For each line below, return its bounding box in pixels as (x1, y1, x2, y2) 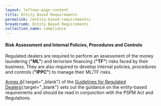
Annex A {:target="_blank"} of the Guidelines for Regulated (5, 79, 126, 85)
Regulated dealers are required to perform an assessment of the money (5, 53, 154, 59)
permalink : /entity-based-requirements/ (5, 17, 92, 22)
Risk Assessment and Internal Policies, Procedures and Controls (5, 41, 142, 48)
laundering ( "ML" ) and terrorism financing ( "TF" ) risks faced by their (5, 59, 148, 65)
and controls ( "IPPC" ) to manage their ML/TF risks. (5, 69, 112, 75)
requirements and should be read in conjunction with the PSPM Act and (5, 89, 153, 96)
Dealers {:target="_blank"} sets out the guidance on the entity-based (5, 84, 147, 90)
